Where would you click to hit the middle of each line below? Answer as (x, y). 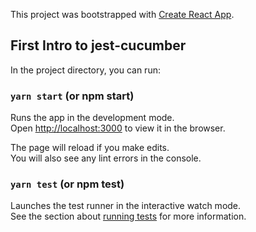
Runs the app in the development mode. (92, 118)
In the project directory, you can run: (85, 70)
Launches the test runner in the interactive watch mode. (126, 206)
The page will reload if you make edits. (90, 148)
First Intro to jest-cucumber (98, 45)
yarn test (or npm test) (67, 184)
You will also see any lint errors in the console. (106, 158)
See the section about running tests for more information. (128, 216)
